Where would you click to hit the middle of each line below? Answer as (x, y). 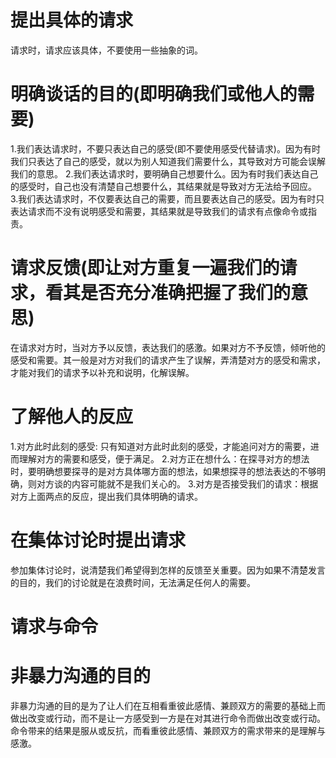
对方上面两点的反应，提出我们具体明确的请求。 (106, 496)
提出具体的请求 (72, 20)
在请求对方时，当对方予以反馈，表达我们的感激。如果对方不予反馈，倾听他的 (168, 347)
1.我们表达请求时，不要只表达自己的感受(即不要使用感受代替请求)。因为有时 (165, 148)
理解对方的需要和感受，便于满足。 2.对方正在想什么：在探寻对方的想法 (164, 458)
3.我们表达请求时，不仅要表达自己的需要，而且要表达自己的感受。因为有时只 (167, 198)
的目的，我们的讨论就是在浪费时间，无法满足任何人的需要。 (133, 582)
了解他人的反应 (72, 417)
